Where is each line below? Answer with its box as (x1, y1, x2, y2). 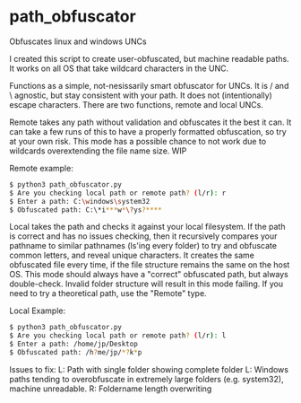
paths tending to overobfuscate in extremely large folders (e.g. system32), (9, 373, 284, 384)
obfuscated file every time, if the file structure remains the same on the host (9, 259, 290, 270)
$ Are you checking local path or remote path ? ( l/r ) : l (9, 331, 227, 340)
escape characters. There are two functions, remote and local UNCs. (9, 99, 264, 110)
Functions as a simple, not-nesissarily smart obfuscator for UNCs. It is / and (9, 80, 289, 91)
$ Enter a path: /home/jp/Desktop (9, 339, 139, 349)
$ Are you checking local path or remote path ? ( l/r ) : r (9, 188, 227, 197)
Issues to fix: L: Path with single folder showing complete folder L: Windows (9, 364, 289, 374)
